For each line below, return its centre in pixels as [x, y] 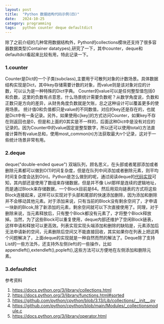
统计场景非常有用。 [28, 140]
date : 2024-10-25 [25, 19]
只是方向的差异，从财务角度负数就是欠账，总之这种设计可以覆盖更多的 [84, 103]
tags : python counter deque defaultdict [49, 28]
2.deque [15, 153]
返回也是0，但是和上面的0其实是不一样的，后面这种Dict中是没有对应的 [84, 122]
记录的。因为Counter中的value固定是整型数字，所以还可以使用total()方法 [78, 128]
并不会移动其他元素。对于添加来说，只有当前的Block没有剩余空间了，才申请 [81, 201]
